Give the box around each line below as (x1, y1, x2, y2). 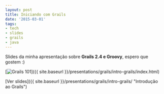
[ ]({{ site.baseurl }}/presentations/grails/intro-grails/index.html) (5, 68, 160, 74)
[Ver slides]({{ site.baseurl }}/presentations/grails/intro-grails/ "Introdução (5, 78, 158, 84)
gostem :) (5, 58, 25, 65)
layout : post (5, 7, 32, 12)
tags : (5, 21, 16, 26)
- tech (5, 26, 19, 31)
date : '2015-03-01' (5, 16, 46, 21)
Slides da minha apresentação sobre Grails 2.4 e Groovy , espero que (5, 53, 148, 59)
